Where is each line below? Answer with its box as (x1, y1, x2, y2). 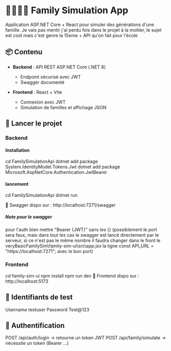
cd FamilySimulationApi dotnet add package (5, 158, 98, 165)
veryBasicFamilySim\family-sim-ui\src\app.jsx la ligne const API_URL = (5, 243, 154, 249)
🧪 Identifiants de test (5, 293, 73, 302)
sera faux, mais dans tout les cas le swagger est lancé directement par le (5, 232, 159, 238)
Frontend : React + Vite (12, 89, 62, 95)
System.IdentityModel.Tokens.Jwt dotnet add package (5, 164, 120, 170)
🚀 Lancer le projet (5, 119, 62, 128)
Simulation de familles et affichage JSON (20, 104, 107, 110)
